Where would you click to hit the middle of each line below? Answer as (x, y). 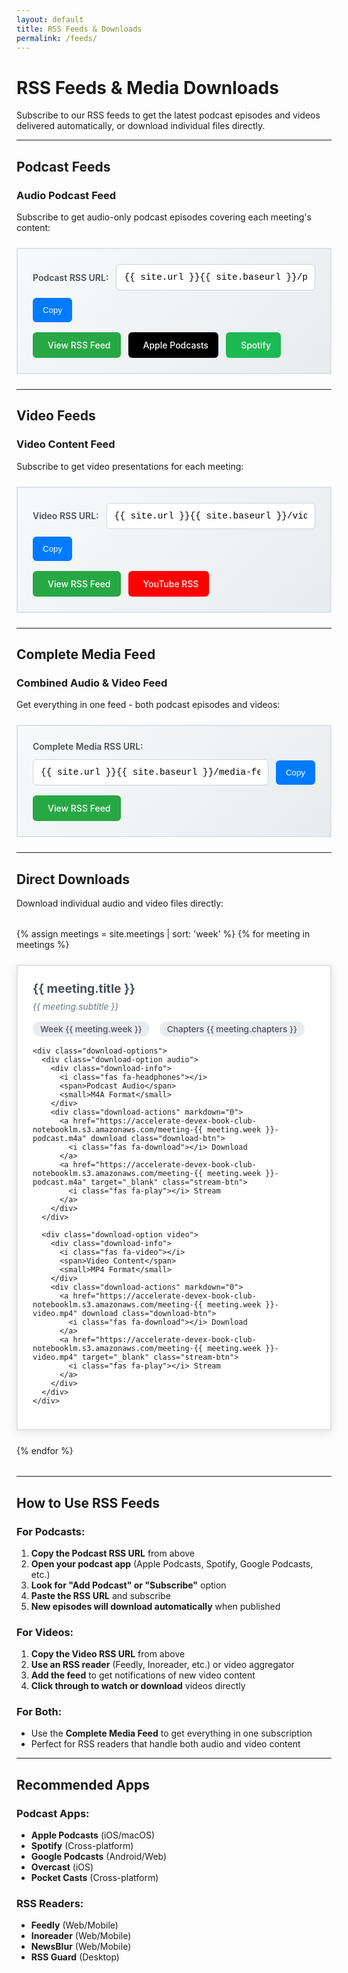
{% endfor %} (45, 1451)
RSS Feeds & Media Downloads (147, 87)
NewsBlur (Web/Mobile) (81, 1947)
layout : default (50, 19)
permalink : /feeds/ (57, 38)
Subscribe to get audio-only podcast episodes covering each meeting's (164, 217)
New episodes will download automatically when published (155, 1606)
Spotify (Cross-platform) (82, 1846)
